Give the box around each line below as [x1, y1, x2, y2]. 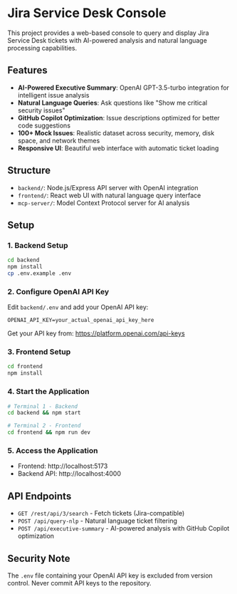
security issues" [17, 105, 65, 115]
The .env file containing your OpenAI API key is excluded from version [7, 571, 214, 580]
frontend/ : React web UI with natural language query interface [17, 191, 201, 199]
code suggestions [17, 121, 71, 130]
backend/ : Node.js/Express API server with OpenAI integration [17, 183, 199, 192]
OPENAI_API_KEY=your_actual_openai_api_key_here [7, 317, 154, 324]
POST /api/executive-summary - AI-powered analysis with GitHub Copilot [17, 524, 230, 533]
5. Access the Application [7, 445, 98, 455]
